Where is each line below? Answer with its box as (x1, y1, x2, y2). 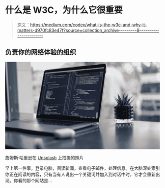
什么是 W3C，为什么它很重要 (5, 4, 123, 16)
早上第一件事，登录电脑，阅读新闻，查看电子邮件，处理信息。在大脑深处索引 (5, 165, 160, 171)
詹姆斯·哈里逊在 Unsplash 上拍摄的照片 (5, 155, 84, 161)
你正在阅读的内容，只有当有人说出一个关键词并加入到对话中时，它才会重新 (5, 171, 156, 178)
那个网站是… (26, 178, 53, 184)
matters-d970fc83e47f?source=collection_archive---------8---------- (17, 27, 160, 33)
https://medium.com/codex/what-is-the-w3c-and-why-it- (30, 22, 147, 28)
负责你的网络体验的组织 (5, 48, 76, 57)
